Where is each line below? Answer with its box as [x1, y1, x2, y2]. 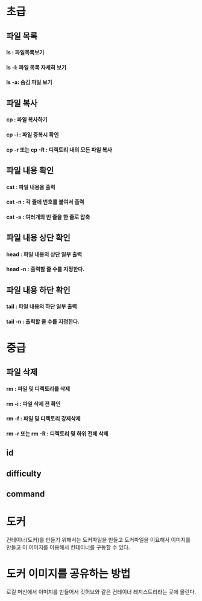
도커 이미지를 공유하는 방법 [6, 567, 131, 581]
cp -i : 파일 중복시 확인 [6, 130, 59, 138]
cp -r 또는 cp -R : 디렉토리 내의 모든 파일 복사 [6, 146, 113, 153]
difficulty [6, 468, 42, 478]
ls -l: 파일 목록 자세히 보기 [6, 63, 67, 71]
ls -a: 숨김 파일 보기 [6, 79, 52, 86]
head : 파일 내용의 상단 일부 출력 [6, 251, 83, 258]
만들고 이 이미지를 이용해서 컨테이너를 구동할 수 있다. [6, 544, 130, 551]
